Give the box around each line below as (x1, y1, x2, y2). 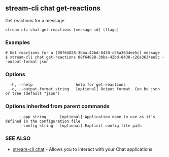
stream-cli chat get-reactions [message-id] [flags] (5, 27, 119, 32)
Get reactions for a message (5, 17, 65, 23)
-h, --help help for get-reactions (10, 82, 126, 87)
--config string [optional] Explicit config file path (18, 123, 142, 128)
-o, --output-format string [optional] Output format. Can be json (10, 87, 160, 92)
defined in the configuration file (5, 119, 81, 124)
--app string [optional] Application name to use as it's (18, 114, 156, 119)
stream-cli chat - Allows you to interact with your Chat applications (12, 146, 153, 152)
